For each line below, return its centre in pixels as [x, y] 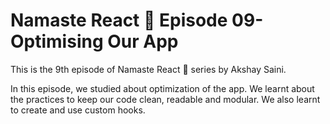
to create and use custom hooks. [78, 110]
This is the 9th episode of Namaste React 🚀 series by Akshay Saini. [148, 69]
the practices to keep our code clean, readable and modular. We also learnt [165, 99]
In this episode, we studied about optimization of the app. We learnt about [162, 88]
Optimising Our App [94, 41]
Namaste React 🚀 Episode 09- [137, 20]
